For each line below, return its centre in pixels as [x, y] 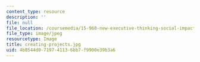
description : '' [26, 17]
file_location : [25, 28]
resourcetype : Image [32, 39]
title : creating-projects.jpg [44, 45]
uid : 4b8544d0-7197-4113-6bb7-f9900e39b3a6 [61, 50]
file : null [20, 22]
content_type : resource [36, 12]
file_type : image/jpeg [34, 34]
